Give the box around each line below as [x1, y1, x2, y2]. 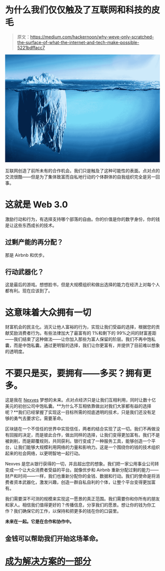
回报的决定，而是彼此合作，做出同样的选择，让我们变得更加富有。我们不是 [9, 432, 160, 438]
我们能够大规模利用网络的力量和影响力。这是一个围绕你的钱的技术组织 [18, 444, 160, 450]
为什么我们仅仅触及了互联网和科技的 [5, 4, 152, 16]
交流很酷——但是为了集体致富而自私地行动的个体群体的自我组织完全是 [5, 174, 147, 180]
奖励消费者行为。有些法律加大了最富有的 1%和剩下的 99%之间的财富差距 [9, 330, 157, 336]
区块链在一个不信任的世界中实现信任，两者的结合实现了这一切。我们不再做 [5, 426, 156, 432]
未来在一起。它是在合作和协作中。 [5, 518, 74, 524]
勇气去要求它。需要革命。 [13, 415, 65, 421]
